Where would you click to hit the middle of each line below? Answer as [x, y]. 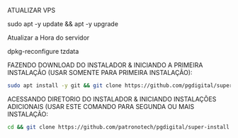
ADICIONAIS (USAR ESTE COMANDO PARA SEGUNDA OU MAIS [101, 106]
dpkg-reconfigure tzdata [43, 51]
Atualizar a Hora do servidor [49, 38]
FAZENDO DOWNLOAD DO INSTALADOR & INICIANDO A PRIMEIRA [105, 65]
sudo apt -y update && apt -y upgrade [63, 24]
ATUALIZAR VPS [31, 10]
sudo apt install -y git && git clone [64, 86]
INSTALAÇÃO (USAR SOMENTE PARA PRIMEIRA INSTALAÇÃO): [100, 73]
